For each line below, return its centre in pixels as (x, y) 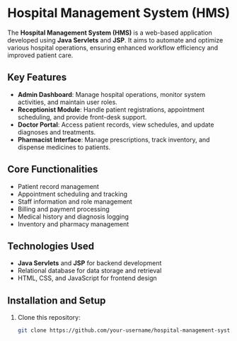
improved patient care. (40, 55)
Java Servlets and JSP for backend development (89, 263)
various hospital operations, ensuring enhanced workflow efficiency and (113, 47)
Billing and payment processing (63, 209)
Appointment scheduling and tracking (72, 194)
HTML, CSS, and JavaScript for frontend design (87, 278)
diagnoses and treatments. (57, 132)
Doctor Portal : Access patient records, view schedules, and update (116, 125)
